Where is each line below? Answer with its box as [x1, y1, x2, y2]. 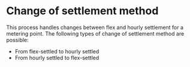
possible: [6, 36, 29, 43]
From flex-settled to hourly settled [14, 47, 99, 55]
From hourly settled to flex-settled [14, 54, 99, 61]
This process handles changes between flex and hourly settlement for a [6, 24, 184, 31]
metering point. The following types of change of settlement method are [6, 30, 185, 37]
